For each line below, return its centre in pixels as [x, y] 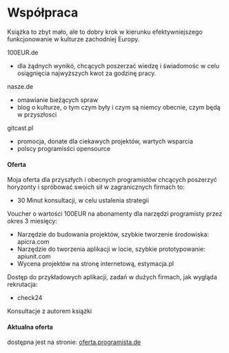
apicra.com [33, 242]
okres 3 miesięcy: [32, 221]
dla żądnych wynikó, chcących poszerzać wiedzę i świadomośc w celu [118, 65]
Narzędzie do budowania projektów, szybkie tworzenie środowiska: [113, 234]
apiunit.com [34, 256]
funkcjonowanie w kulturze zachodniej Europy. [73, 39]
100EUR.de [23, 52]
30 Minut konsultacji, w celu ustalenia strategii [83, 201]
